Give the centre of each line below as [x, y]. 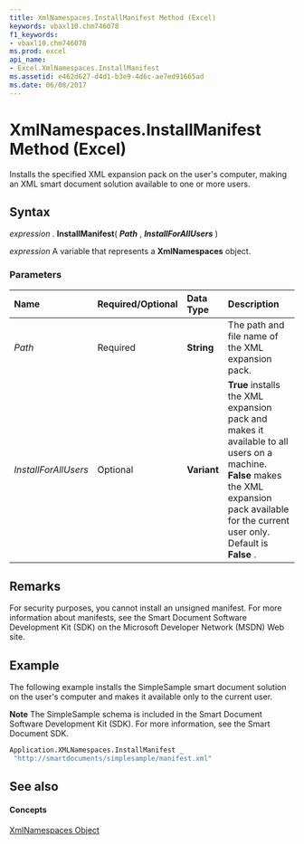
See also [34, 787]
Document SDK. [39, 734]
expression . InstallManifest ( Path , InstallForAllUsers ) [114, 234]
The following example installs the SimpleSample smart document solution [148, 688]
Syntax [30, 212]
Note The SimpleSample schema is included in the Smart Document [136, 715]
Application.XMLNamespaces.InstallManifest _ [96, 750]
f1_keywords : [34, 34]
